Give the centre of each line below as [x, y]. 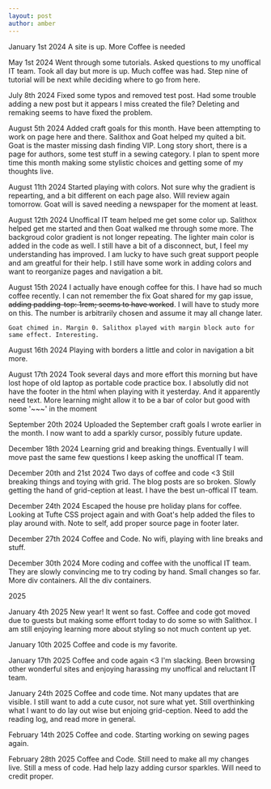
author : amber [32, 23]
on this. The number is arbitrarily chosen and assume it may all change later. [135, 313]
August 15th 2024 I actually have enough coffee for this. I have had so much [135, 287]
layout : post [30, 16]
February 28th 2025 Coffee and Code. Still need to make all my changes [129, 759]
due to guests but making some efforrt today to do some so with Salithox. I [133, 620]
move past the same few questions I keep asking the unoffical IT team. [126, 457]
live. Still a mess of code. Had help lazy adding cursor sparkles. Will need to [135, 767]
